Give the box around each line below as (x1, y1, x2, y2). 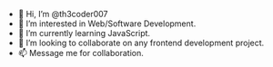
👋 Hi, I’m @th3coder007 (17, 9, 108, 19)
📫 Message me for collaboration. (17, 48, 144, 58)
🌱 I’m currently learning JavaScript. (17, 28, 151, 38)
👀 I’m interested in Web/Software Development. (17, 18, 197, 29)
